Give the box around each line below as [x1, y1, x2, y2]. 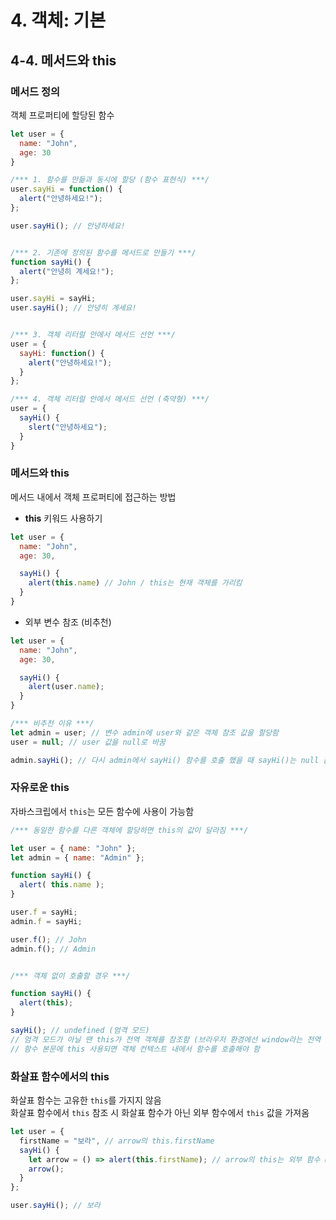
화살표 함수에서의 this [10, 1069, 110, 1083]
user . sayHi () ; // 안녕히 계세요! [10, 303, 137, 313]
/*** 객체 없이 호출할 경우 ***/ [10, 971, 131, 981]
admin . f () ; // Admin [10, 944, 97, 954]
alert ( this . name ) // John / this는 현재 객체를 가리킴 [28, 578, 243, 588]
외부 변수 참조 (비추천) [24, 616, 112, 628]
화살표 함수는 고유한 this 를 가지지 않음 [10, 1094, 162, 1106]
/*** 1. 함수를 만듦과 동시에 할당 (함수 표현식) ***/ [10, 175, 210, 185]
